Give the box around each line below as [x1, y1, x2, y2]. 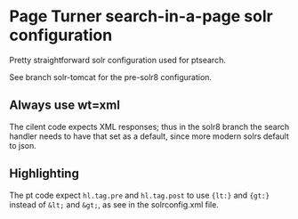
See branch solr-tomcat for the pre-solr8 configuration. [9, 71, 212, 82]
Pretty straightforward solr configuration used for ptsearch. [9, 54, 227, 65]
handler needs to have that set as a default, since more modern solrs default [9, 131, 289, 142]
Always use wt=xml [9, 98, 120, 113]
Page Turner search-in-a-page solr [9, 6, 273, 27]
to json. [9, 140, 37, 150]
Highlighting [9, 166, 80, 182]
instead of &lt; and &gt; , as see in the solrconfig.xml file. [9, 199, 220, 210]
